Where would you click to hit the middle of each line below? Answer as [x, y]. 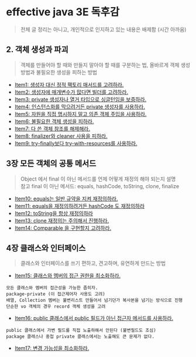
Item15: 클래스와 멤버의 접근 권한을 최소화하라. [68, 276]
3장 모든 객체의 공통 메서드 [51, 164]
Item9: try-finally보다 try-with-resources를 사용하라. [76, 143]
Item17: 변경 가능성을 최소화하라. [52, 348]
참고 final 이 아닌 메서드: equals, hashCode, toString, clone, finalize [100, 186]
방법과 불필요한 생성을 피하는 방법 [59, 72]
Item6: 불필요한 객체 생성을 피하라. [54, 121]
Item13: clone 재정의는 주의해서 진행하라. [62, 220]
